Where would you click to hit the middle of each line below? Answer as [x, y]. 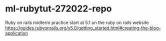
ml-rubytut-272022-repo [58, 9]
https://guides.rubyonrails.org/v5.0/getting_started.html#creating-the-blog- [83, 27]
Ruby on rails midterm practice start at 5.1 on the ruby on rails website [77, 22]
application [17, 33]
